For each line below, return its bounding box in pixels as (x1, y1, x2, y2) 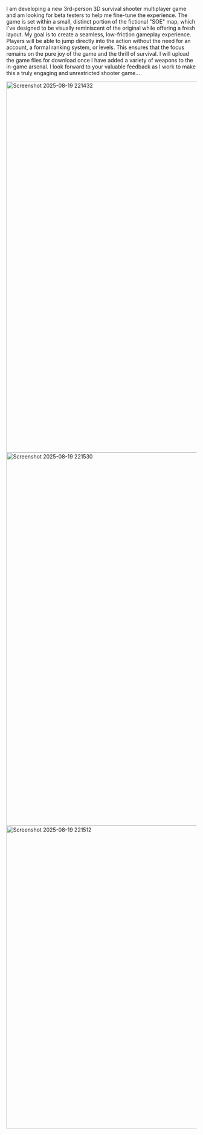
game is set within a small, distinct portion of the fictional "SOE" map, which (6, 18, 196, 25)
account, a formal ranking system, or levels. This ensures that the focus (6, 44, 185, 51)
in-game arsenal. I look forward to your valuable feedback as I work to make (6, 63, 196, 70)
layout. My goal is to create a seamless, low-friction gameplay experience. (6, 31, 192, 38)
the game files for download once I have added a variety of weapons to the (6, 57, 193, 64)
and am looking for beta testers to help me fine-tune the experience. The (6, 12, 188, 19)
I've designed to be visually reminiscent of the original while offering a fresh (6, 24, 195, 31)
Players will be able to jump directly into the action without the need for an (6, 38, 192, 44)
